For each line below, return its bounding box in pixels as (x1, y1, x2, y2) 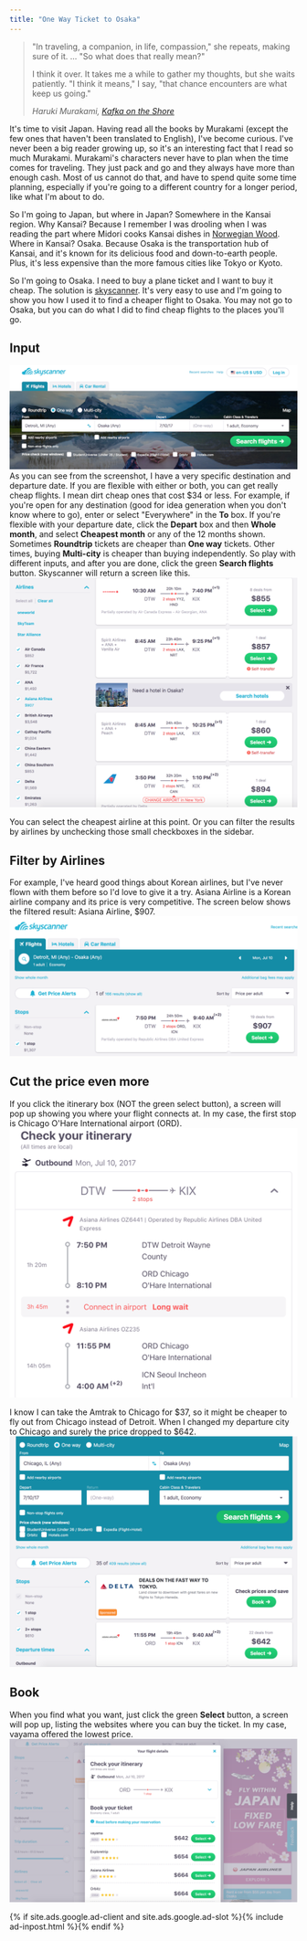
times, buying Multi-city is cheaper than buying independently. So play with (9, 548, 296, 559)
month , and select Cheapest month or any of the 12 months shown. (9, 529, 266, 540)
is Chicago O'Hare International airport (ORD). (9, 1117, 183, 1128)
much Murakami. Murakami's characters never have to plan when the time (9, 152, 290, 164)
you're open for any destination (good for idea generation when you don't (9, 500, 287, 511)
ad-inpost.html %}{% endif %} (9, 1921, 125, 1932)
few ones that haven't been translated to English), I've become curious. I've (9, 132, 294, 143)
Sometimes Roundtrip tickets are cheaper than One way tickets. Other (9, 539, 276, 550)
